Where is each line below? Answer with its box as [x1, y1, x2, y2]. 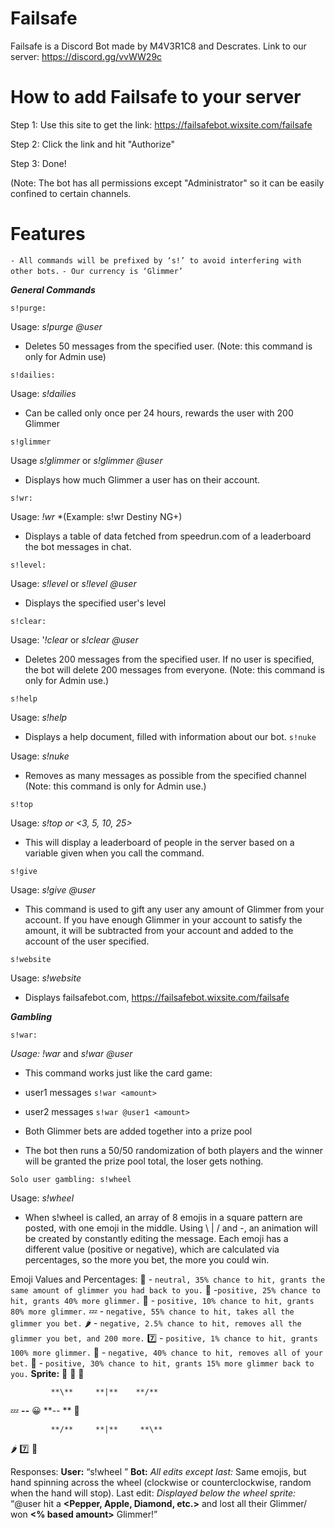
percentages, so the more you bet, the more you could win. [24, 1253, 270, 1266]
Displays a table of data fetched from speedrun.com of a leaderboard [24, 530, 312, 542]
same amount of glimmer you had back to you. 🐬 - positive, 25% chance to [10, 1283, 321, 1296]
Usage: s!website [10, 972, 82, 984]
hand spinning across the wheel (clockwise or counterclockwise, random [10, 1476, 312, 1488]
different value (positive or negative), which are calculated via [24, 1243, 280, 1255]
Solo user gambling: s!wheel [10, 1174, 132, 1184]
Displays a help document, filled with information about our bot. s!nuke [24, 730, 317, 742]
